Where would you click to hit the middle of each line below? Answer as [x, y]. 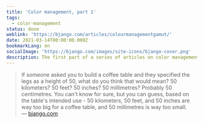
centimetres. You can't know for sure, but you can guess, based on [105, 94]
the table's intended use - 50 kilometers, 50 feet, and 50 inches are [105, 100]
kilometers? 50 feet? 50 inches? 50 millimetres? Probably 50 [97, 87]
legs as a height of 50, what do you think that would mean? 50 [99, 81]
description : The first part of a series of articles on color [88, 57]
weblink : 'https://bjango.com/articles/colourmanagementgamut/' [89, 35]
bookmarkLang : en [28, 46]
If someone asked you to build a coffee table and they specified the [105, 74]
